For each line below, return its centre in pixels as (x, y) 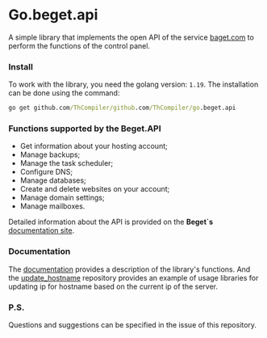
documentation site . (42, 230)
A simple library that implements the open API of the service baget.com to (131, 37)
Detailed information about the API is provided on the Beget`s (111, 222)
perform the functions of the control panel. (79, 45)
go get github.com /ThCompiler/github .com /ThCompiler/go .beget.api (122, 108)
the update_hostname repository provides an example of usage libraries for (133, 277)
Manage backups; (50, 154)
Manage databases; (53, 180)
